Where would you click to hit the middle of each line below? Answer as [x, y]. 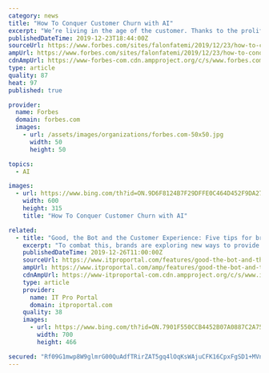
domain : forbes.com [48, 120]
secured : [23, 357]
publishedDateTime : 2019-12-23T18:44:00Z [78, 38]
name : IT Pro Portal [64, 298]
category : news [34, 16]
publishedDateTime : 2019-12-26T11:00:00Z [92, 253]
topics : [21, 164]
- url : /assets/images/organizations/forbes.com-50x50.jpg [123, 135]
